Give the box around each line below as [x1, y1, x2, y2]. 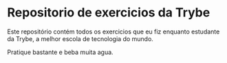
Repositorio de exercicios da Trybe [7, 5, 210, 21]
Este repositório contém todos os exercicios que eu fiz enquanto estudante [7, 27, 220, 36]
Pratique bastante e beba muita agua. [7, 48, 113, 56]
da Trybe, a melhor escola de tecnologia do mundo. [7, 34, 153, 42]
